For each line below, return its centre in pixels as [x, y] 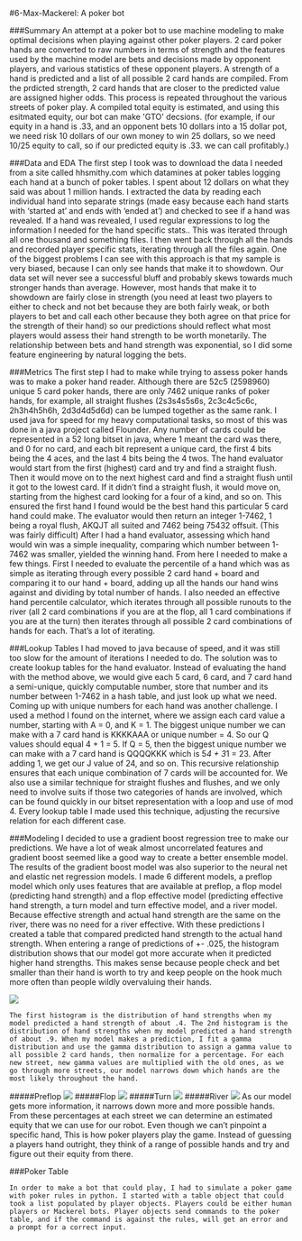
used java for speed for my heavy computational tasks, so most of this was [149, 420]
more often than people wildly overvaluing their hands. [110, 982]
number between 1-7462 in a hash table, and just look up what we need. [143, 696]
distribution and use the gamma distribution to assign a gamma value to [151, 1047]
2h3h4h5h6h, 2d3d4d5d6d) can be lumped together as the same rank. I [143, 410]
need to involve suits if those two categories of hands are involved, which [146, 792]
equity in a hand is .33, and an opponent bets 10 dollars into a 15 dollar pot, [148, 126]
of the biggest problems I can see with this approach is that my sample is [145, 259]
